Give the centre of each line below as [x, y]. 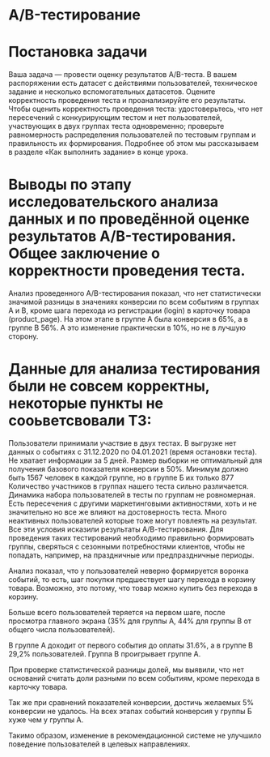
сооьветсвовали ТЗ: [80, 421]
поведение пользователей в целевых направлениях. [99, 744]
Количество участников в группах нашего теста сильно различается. [129, 486]
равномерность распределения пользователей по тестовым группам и [132, 135]
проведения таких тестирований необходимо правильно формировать [131, 538]
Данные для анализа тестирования [135, 369]
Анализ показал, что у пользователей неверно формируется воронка [129, 571]
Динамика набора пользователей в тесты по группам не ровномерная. [132, 495]
